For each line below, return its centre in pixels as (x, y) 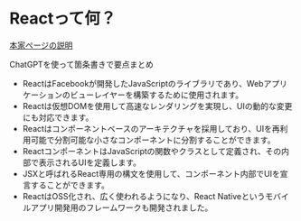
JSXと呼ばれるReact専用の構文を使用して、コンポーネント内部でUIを (151, 173)
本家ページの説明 (41, 45)
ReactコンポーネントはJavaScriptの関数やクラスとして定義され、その (152, 151)
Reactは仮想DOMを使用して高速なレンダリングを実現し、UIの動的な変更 (157, 106)
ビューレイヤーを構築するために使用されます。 (157, 95)
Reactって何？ (63, 18)
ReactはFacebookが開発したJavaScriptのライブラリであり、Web (143, 83)
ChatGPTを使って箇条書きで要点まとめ (81, 64)
